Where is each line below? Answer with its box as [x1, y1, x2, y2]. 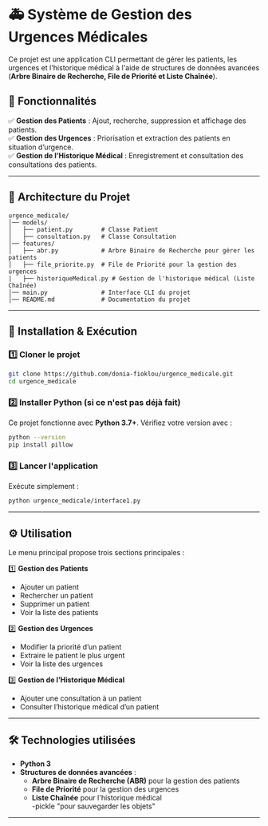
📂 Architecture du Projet [8, 190, 130, 204]
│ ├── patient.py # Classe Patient [8, 225, 159, 233]
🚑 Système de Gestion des [8, 6, 193, 24]
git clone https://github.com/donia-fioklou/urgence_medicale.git [8, 370, 234, 379]
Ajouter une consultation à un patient [19, 693, 142, 703]
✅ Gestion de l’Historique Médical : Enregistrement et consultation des [8, 150, 244, 160]
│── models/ [8, 218, 48, 227]
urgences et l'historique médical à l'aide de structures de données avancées [8, 62, 260, 72]
